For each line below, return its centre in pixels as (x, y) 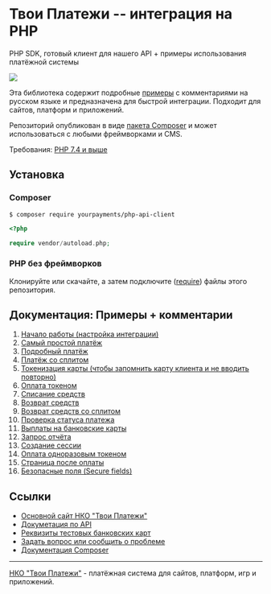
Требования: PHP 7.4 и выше (58, 149)
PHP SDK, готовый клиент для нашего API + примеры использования (128, 53)
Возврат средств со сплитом (71, 411)
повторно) (39, 377)
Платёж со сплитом (55, 360)
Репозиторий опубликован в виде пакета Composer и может (113, 125)
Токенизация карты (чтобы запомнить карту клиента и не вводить (135, 369)
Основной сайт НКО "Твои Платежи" (84, 516)
